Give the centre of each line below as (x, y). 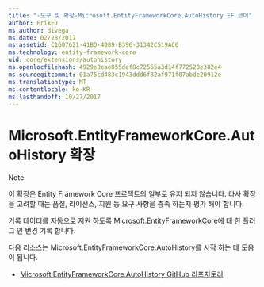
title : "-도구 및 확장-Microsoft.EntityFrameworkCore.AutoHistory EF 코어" (130, 15)
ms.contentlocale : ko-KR (49, 89)
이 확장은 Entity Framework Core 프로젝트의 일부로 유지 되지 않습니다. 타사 (125, 194)
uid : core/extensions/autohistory (65, 60)
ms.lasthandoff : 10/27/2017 (55, 97)
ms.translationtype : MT (48, 82)
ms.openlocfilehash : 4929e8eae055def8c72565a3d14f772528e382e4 (115, 67)
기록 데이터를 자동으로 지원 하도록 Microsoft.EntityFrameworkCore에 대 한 (125, 221)
